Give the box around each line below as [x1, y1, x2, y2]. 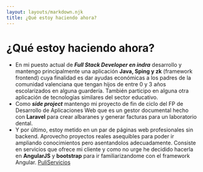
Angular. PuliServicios [15, 159, 71, 166]
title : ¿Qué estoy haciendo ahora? [6, 15, 97, 21]
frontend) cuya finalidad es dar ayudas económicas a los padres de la [15, 74, 191, 81]
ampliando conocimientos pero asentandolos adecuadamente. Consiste [15, 139, 196, 147]
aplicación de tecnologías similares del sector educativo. [15, 94, 158, 101]
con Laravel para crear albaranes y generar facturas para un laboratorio [15, 113, 197, 121]
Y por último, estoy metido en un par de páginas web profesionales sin [15, 126, 194, 133]
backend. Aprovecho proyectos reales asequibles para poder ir [15, 133, 174, 140]
